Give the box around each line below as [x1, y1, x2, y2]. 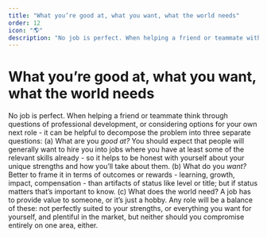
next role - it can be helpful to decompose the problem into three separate [8, 128, 252, 137]
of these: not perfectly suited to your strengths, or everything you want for [8, 204, 252, 213]
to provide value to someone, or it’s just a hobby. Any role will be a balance [8, 195, 253, 205]
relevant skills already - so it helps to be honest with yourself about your [8, 153, 245, 163]
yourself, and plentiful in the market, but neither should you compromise [8, 212, 245, 222]
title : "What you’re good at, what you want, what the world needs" [8, 11, 240, 20]
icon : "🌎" [8, 26, 44, 34]
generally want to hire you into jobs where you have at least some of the [8, 144, 245, 155]
